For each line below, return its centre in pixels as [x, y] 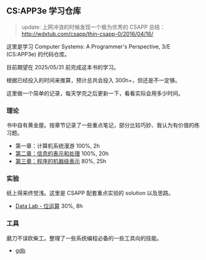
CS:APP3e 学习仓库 [44, 11]
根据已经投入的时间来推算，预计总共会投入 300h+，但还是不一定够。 [93, 80]
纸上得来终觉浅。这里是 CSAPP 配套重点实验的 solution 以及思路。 [90, 193]
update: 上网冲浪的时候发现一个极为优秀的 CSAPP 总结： [93, 27]
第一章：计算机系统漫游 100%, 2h [57, 146]
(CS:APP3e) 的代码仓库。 [38, 54]
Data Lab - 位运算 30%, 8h [49, 206]
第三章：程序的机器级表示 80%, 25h [61, 161]
